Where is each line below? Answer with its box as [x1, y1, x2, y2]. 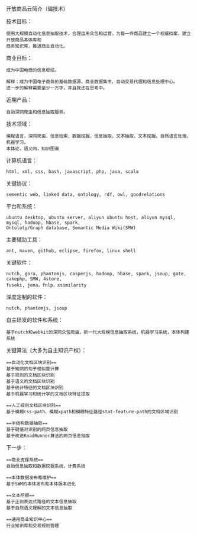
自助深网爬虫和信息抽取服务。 [6, 109, 68, 115]
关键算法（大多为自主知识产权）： [6, 347, 87, 353]
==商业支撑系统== [6, 457, 43, 463]
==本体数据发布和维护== [6, 475, 57, 481]
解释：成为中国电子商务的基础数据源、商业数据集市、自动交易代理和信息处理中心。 [6, 79, 178, 85]
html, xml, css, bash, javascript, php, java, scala [6, 169, 139, 175]
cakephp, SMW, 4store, [6, 276, 62, 282]
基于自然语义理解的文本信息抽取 [6, 505, 73, 511]
